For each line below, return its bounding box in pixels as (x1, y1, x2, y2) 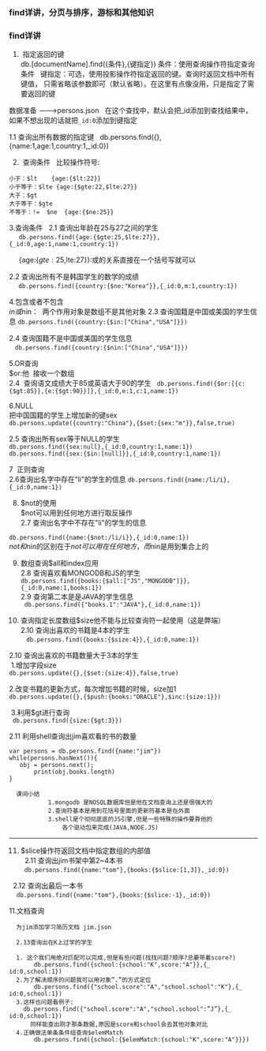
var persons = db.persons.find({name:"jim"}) (9, 747, 161, 755)
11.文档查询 (9, 906, 45, 916)
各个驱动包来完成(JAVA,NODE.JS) (62, 824, 159, 832)
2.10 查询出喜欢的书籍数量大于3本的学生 (9, 651, 139, 660)
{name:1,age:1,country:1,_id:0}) (9, 141, 110, 151)
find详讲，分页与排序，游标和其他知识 (9, 6, 155, 17)
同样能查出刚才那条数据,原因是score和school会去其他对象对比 (29, 1020, 208, 1029)
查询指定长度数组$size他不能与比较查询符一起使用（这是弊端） (20, 615, 226, 625)
